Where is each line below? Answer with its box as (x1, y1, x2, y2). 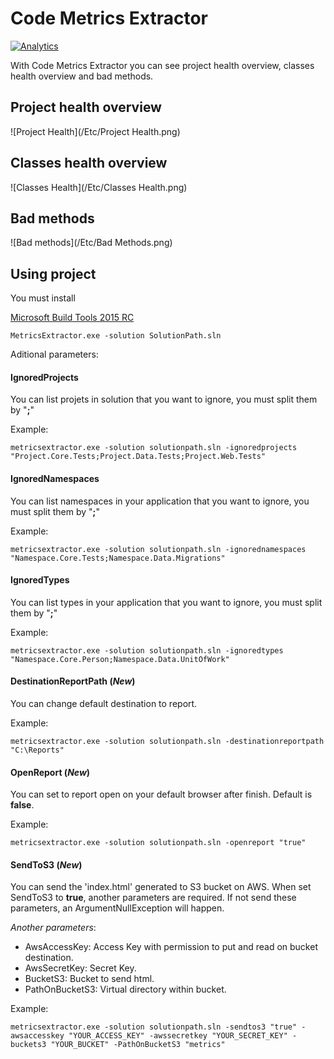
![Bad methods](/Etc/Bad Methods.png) (10, 237, 173, 249)
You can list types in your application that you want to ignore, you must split (10, 596, 323, 608)
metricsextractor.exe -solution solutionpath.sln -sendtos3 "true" (10, 1022, 298, 1032)
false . (10, 799, 35, 811)
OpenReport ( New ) (10, 766, 91, 778)
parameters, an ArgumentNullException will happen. (10, 902, 225, 914)
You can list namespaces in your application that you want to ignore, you (10, 495, 310, 507)
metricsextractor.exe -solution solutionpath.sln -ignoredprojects (10, 443, 298, 453)
